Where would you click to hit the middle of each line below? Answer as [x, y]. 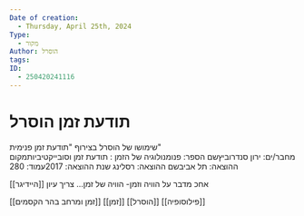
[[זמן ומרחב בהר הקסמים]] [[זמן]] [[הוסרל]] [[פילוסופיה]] [108, 201]
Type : [20, 34]
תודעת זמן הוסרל [70, 121]
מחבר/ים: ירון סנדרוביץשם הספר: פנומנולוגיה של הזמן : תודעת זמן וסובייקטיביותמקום [152, 156]
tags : [20, 60]
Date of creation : [44, 18]
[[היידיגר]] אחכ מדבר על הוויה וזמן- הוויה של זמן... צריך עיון [109, 183]
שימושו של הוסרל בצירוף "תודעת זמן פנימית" [85, 147]
